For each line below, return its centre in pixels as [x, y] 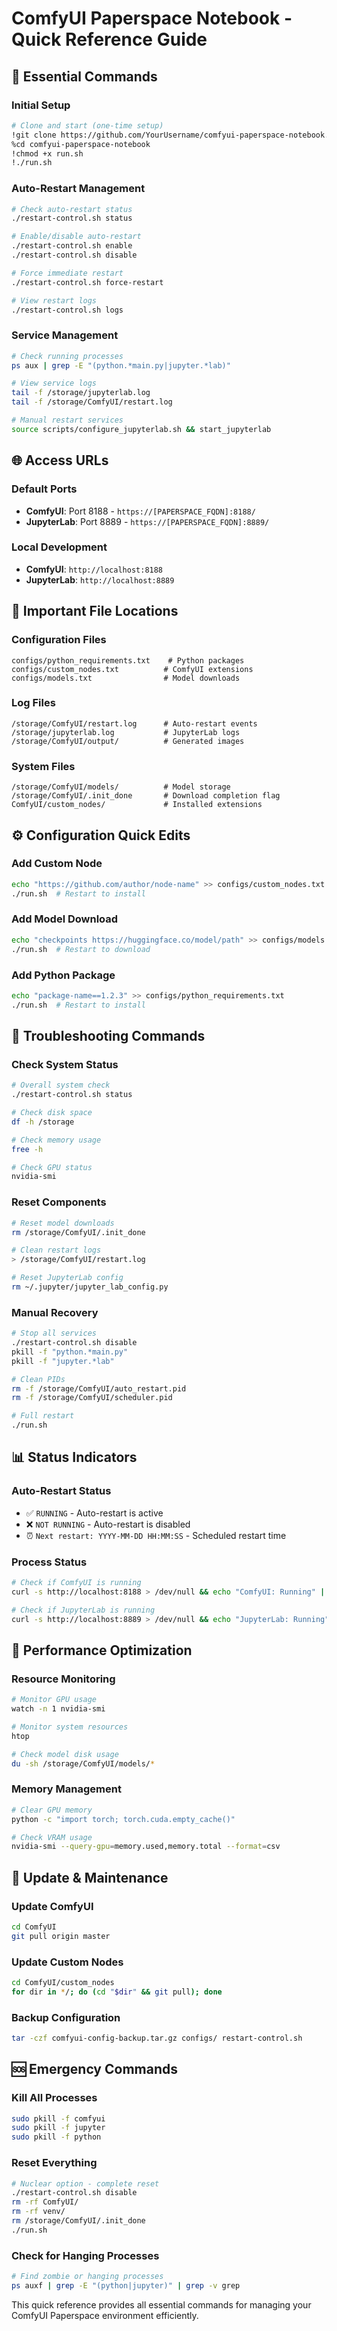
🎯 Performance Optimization [102, 1650]
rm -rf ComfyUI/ [45, 2202]
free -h [27, 1149]
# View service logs [54, 383]
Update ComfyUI [52, 1906]
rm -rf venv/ [38, 2212]
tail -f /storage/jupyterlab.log [81, 393]
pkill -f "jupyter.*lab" [63, 1361]
